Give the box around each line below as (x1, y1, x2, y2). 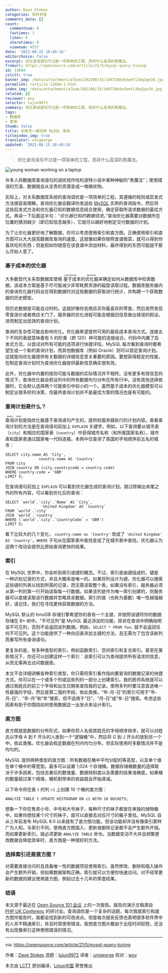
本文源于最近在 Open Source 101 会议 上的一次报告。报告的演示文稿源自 (5, 902, 153, 908)
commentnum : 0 (9, 26, 39, 31)
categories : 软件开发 (5, 12, 47, 17)
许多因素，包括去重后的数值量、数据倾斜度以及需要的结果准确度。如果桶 (13, 770, 163, 776)
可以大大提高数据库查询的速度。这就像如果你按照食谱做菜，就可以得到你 (13, 236, 163, 242)
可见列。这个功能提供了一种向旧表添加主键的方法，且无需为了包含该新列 (13, 630, 163, 636)
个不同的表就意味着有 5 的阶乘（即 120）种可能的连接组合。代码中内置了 (5, 335, 155, 341)
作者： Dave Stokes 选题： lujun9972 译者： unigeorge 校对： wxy (5, 952, 137, 958)
